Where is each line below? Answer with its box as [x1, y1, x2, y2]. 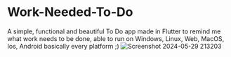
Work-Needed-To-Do [7, 4, 133, 20]
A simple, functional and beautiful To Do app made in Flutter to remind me [7, 27, 221, 35]
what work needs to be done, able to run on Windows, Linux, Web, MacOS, [7, 34, 225, 42]
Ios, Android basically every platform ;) [7, 42, 119, 50]
